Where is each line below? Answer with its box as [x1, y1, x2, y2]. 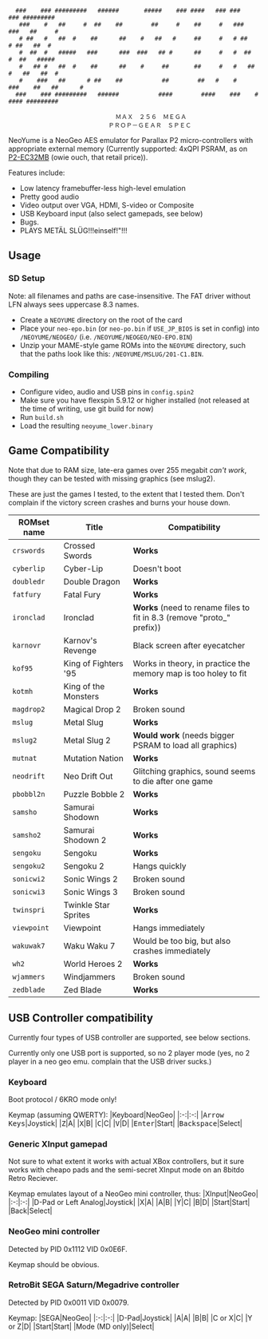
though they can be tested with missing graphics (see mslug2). [8, 473, 215, 483]
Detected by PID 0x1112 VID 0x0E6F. [8, 1244, 128, 1254]
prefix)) [132, 622, 161, 633]
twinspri [12, 905, 45, 914]
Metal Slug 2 [63, 735, 112, 746]
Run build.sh [19, 412, 64, 422]
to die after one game [132, 775, 214, 786]
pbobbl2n [12, 790, 45, 798]
